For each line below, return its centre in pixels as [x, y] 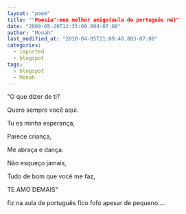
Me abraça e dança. [35, 150]
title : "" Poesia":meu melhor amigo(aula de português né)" [93, 20]
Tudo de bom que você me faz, [51, 176]
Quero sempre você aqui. [43, 110]
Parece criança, [30, 136]
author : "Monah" [30, 33]
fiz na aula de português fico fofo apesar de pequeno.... [86, 203]
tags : [15, 64]
